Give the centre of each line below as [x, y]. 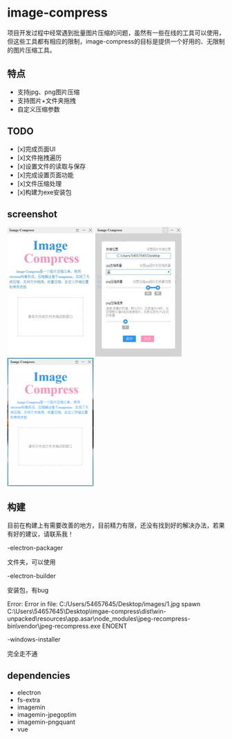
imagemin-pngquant [46, 722]
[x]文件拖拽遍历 [39, 158]
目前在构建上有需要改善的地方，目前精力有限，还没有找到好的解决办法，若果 [116, 525]
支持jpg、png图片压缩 [48, 92]
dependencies [39, 676]
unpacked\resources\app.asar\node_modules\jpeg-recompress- [99, 618]
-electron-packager [35, 548]
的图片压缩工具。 [31, 50]
